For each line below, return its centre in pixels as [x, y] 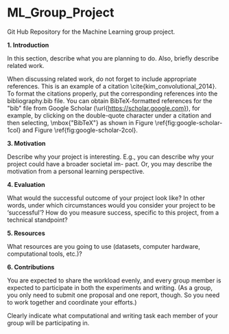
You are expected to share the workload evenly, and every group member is [114, 280]
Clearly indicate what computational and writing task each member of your [112, 315]
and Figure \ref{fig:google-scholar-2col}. [80, 130]
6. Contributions [31, 267]
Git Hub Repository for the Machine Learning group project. [91, 32]
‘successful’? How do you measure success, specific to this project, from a [113, 212]
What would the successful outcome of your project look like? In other [106, 198]
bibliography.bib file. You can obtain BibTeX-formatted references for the [110, 100]
